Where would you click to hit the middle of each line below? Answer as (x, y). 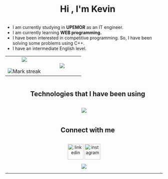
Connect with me (88, 130)
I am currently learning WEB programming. (57, 32)
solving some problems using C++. (48, 43)
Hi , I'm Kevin (88, 9)
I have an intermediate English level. (49, 48)
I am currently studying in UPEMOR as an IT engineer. (68, 27)
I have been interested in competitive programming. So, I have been (82, 38)
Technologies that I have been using (88, 94)
